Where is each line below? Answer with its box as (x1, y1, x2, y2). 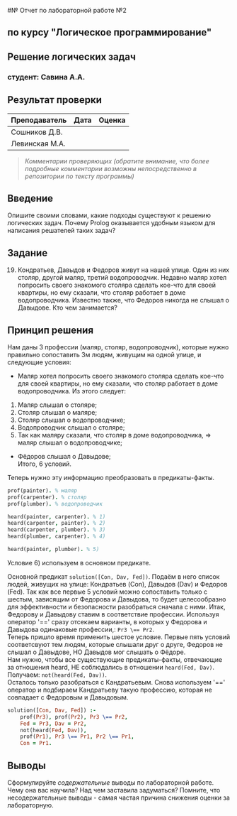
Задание (7, 246, 48, 259)
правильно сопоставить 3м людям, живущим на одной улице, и (7, 350, 202, 359)
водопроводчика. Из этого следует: (17, 386, 126, 395)
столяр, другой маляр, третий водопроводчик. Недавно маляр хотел (17, 273, 227, 282)
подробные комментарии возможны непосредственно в (24, 164, 197, 173)
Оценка (98, 115, 126, 125)
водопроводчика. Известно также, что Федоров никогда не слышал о (17, 296, 230, 305)
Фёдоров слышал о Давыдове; (17, 452, 111, 460)
